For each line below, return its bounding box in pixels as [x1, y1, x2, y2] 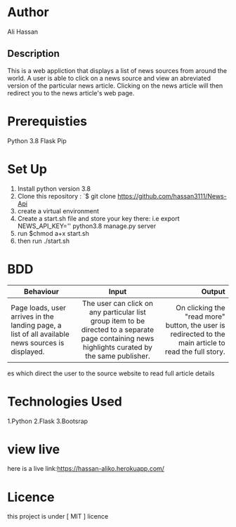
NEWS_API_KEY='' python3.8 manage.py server [17, 222, 157, 230]
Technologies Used [7, 394, 123, 409]
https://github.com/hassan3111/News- [117, 192, 227, 200]
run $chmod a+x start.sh [17, 229, 90, 237]
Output [201, 286, 225, 296]
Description [7, 48, 60, 60]
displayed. [11, 347, 45, 356]
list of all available [11, 329, 70, 339]
